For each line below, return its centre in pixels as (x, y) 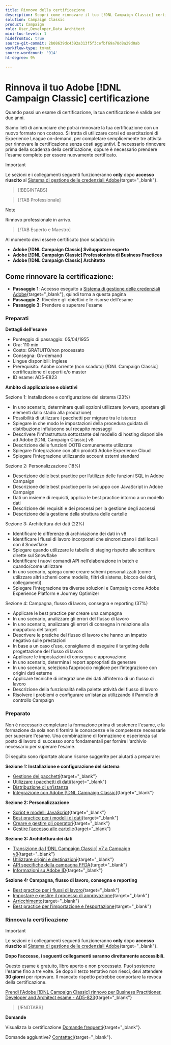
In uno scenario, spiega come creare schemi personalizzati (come (82, 572)
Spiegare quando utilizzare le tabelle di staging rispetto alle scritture (84, 550)
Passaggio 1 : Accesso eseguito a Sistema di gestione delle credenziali (86, 289)
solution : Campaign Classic (35, 19)
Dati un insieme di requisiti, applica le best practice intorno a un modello (88, 498)
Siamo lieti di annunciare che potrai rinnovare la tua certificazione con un (82, 128)
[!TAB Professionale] (39, 200)
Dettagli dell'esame (26, 329)
